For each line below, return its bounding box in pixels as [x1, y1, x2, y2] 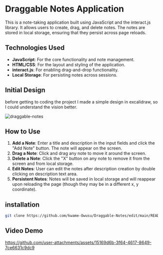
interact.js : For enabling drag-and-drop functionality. [12, 67, 119, 73]
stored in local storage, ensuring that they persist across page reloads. [5, 30, 147, 35]
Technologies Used [5, 44, 65, 52]
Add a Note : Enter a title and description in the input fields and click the [12, 140, 155, 146]
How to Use [5, 127, 41, 135]
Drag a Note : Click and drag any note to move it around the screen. [12, 150, 147, 156]
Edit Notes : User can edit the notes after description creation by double [12, 166, 156, 172]
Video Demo [5, 226, 43, 235]
